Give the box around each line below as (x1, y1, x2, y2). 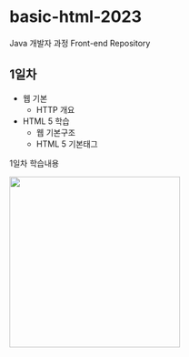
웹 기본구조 (35, 127, 75, 138)
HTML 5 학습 (22, 116, 70, 127)
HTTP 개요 (35, 104, 75, 115)
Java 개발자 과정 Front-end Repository (9, 37, 151, 48)
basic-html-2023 (9, 6, 143, 27)
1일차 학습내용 (9, 158, 59, 168)
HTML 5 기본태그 (35, 138, 98, 149)
